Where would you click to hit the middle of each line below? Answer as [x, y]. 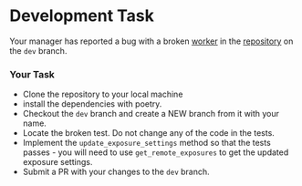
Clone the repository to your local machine [103, 94]
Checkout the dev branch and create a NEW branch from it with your [151, 114]
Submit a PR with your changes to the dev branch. [116, 172]
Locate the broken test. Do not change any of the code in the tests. [149, 133]
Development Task [82, 16]
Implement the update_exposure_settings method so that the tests [146, 143]
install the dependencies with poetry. [92, 104]
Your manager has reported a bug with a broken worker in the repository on [151, 41]
